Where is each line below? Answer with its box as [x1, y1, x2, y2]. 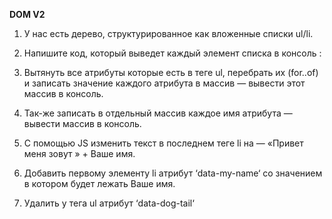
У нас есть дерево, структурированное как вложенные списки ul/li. [23, 28, 314, 39]
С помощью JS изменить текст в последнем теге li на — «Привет [23, 137, 304, 149]
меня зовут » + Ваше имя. [23, 148, 136, 159]
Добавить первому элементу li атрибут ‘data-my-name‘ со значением [23, 167, 323, 179]
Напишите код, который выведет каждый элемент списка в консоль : [23, 47, 322, 59]
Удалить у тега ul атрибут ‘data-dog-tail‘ [23, 197, 195, 209]
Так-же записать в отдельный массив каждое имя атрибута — [23, 107, 293, 119]
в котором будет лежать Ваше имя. [23, 178, 176, 189]
